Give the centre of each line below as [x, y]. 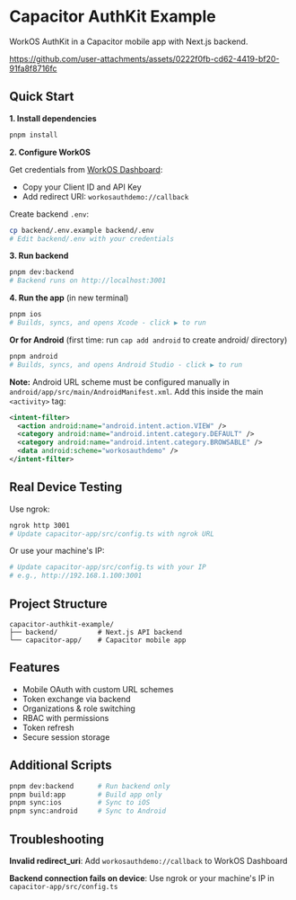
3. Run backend [39, 256]
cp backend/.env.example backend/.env [82, 230]
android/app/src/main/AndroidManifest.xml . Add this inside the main [136, 391]
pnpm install [34, 135]
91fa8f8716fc [33, 68]
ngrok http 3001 [39, 525]
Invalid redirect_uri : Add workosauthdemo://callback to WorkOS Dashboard [148, 860]
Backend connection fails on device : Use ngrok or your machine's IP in [142, 878]
